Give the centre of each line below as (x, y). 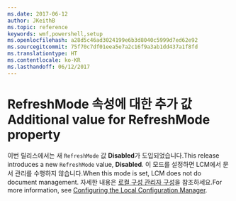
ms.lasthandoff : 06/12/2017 (49, 67)
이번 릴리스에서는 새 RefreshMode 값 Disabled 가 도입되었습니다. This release (113, 155)
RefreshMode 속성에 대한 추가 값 (100, 104)
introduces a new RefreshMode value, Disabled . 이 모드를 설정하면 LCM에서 (114, 164)
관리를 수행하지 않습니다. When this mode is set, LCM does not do (108, 173)
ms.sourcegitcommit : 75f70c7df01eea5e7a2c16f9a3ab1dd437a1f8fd (103, 47)
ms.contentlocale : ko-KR (44, 60)
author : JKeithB (31, 21)
